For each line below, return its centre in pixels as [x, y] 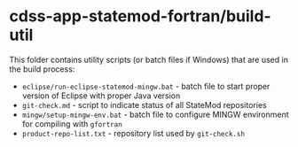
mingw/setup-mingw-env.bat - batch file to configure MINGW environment [155, 114]
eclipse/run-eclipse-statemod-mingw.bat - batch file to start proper [146, 86]
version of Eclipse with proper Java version [101, 96]
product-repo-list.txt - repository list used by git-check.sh [133, 133]
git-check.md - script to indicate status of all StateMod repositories [145, 104]
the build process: [42, 69]
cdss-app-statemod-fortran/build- [141, 16]
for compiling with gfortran [72, 124]
